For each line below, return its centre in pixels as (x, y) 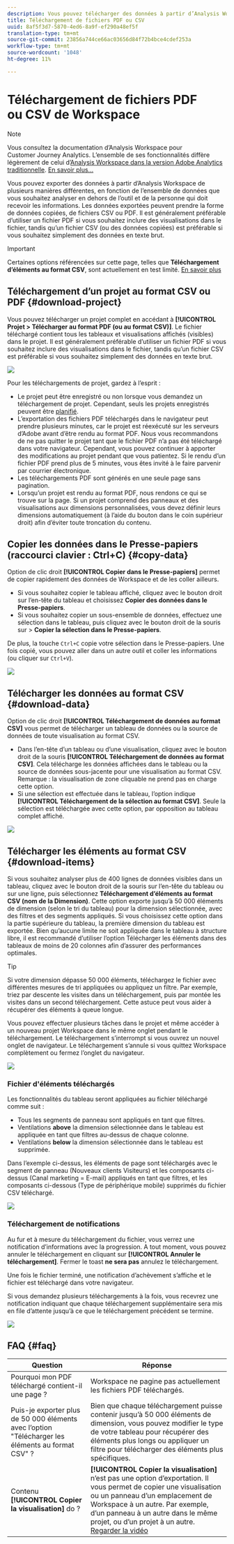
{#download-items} (51, 862)
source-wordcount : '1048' (45, 53)
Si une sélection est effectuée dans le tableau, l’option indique (107, 794)
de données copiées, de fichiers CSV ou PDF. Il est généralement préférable (117, 213)
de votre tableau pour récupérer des (149, 1432)
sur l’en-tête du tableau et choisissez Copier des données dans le (112, 600)
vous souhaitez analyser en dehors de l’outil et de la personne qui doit (108, 198)
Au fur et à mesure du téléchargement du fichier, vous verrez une (101, 1239)
